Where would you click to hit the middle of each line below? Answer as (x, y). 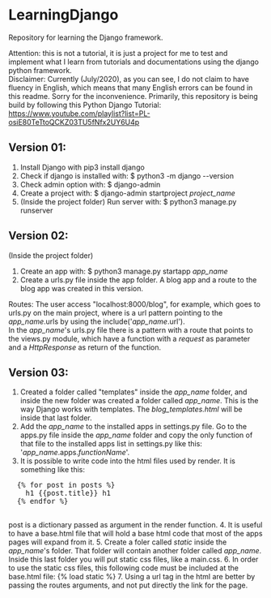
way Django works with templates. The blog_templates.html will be (131, 409)
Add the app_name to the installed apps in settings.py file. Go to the (133, 427)
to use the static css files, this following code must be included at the (123, 568)
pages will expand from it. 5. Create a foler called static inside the (118, 542)
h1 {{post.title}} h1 (68, 493)
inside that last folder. (56, 418)
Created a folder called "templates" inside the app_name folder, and (133, 392)
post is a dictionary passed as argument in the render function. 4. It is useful (135, 525)
